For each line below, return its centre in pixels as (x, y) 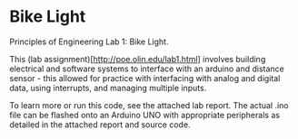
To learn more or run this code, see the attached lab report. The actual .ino (149, 105)
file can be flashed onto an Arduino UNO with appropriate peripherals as (144, 115)
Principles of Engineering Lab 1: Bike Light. (89, 42)
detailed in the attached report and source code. (100, 125)
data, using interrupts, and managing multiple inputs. (108, 88)
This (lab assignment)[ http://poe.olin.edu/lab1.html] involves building (138, 59)
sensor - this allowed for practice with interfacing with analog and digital (145, 78)
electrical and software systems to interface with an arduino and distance (147, 69)
